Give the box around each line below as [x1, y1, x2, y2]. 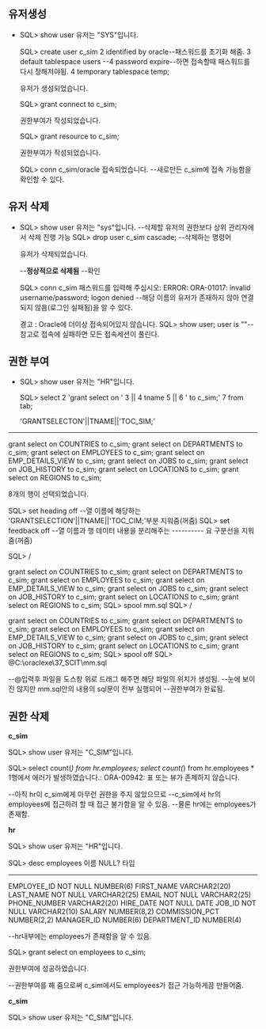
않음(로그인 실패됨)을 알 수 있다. [34, 302, 133, 312]
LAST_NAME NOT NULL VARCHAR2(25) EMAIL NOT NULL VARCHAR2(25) [8, 890, 252, 900]
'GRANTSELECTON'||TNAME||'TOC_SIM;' [19, 416, 156, 426]
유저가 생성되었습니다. [19, 83, 89, 93]
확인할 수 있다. [19, 174, 65, 184]
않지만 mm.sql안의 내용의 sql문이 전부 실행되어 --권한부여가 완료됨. [16, 684, 226, 694]
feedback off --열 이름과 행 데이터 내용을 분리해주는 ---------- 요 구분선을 [8, 526, 240, 536]
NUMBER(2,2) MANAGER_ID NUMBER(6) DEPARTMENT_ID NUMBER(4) [8, 915, 242, 925]
